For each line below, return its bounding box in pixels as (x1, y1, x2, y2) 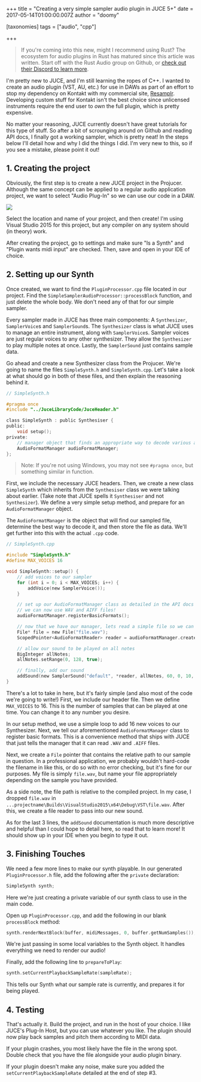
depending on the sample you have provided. (6, 776, 118, 783)
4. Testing (6, 1005, 45, 1015)
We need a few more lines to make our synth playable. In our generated (6, 865, 182, 872)
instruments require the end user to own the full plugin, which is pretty (6, 103, 179, 110)
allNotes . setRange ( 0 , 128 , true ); (17, 657, 103, 663)
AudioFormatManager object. (6, 505, 73, 512)
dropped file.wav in (6, 794, 56, 801)
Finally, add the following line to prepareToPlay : (6, 958, 122, 966)
